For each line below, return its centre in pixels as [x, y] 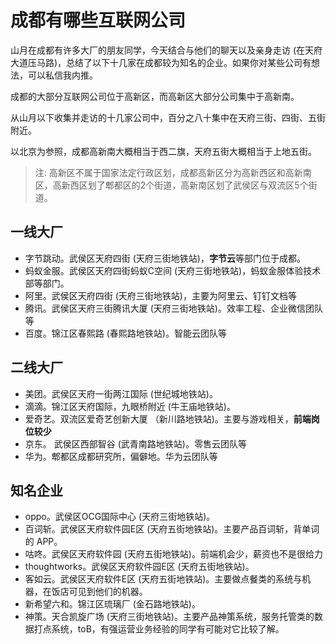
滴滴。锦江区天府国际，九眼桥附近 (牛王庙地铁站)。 [130, 406]
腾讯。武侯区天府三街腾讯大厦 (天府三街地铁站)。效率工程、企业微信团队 [173, 308]
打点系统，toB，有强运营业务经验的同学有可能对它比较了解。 [159, 629]
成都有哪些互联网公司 [98, 20]
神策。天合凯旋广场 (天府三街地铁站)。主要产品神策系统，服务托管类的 [169, 617]
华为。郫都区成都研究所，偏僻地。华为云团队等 [121, 456]
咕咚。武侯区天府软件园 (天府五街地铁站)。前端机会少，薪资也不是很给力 [173, 554]
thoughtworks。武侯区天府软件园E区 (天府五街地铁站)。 [139, 567]
